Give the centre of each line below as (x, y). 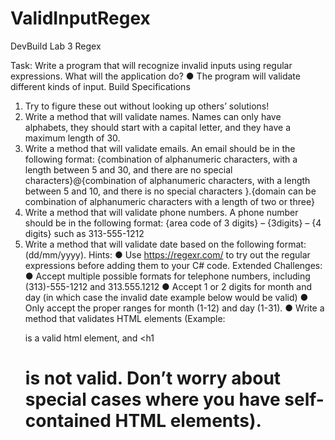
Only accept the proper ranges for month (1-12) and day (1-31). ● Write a (174, 308)
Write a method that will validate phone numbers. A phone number (161, 212)
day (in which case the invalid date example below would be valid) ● (166, 297)
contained (68, 421)
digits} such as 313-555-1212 (84, 233)
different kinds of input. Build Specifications (100, 86)
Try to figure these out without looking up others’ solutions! (147, 106)
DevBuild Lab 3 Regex (56, 46)
